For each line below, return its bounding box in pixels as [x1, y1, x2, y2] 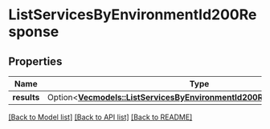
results [12, 92, 40, 103]
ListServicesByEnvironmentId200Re [8, 6, 257, 24]
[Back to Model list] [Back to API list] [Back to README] [8, 112, 193, 122]
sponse [8, 22, 59, 41]
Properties [8, 54, 63, 68]
